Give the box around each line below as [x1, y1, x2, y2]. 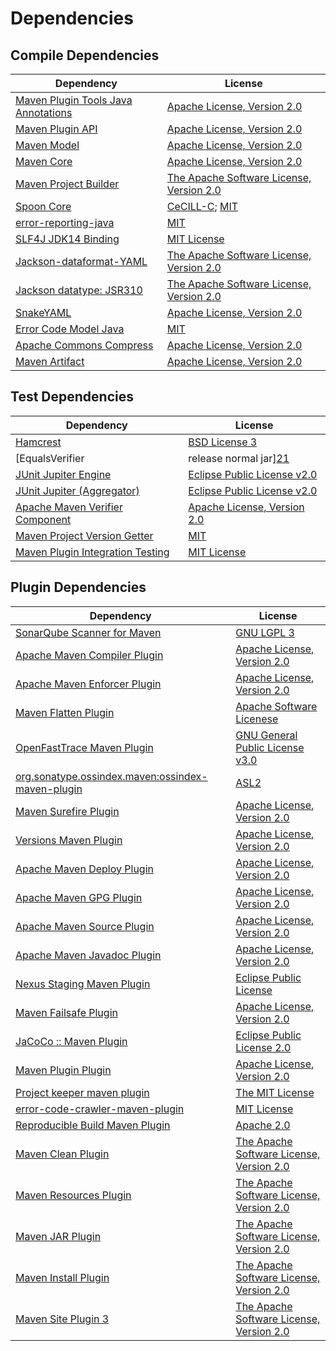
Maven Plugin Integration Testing [15, 545, 170, 559]
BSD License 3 [188, 435, 258, 449]
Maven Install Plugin [15, 1270, 110, 1284]
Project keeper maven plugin [15, 1085, 150, 1099]
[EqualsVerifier [15, 451, 85, 465]
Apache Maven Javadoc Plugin [15, 948, 162, 962]
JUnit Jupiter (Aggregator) [15, 483, 140, 497]
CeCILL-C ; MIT [166, 200, 239, 213]
